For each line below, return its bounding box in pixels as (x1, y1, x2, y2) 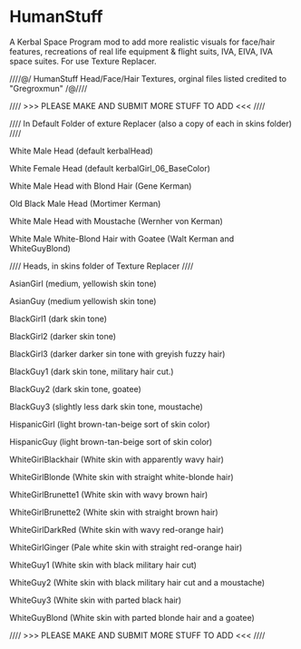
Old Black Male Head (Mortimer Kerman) (9, 198, 161, 209)
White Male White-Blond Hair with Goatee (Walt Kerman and (9, 233, 234, 244)
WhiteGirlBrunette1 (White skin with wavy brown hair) (9, 488, 209, 500)
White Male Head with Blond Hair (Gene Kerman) (9, 180, 192, 192)
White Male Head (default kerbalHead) (9, 145, 154, 156)
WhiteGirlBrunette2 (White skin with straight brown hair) (9, 506, 219, 517)
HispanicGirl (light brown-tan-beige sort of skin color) (9, 418, 210, 429)
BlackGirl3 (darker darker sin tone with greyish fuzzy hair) (9, 348, 226, 359)
